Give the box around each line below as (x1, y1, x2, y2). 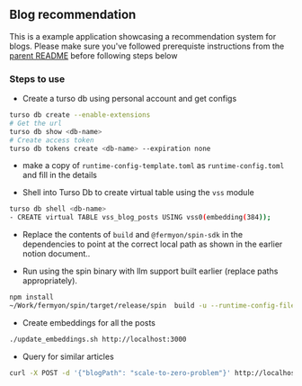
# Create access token (9, 135, 94, 145)
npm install (9, 292, 54, 302)
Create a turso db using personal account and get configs (22, 94, 237, 104)
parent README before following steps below (9, 49, 178, 61)
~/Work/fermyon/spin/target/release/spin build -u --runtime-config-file (9, 301, 296, 310)
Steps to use (9, 72, 66, 85)
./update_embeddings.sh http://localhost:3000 (9, 335, 187, 344)
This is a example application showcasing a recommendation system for (9, 31, 277, 41)
